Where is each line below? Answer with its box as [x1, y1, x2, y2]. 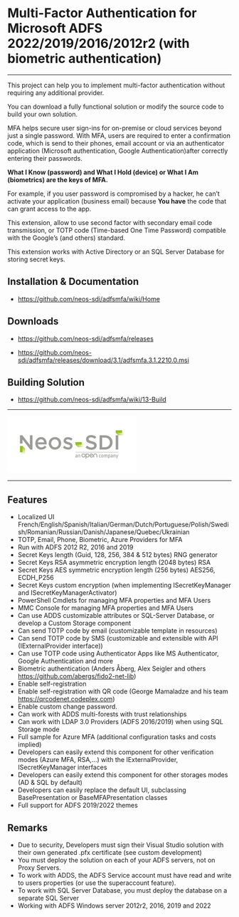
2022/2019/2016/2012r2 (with [7, 36, 190, 51]
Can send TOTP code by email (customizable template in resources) [17, 626, 218, 635]
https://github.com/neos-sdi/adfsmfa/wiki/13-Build [17, 395, 167, 404]
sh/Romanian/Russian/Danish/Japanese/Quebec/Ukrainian [17, 528, 190, 536]
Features [7, 493, 48, 506]
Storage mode [17, 725, 60, 733]
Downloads [7, 316, 59, 328]
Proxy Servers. [17, 863, 62, 872]
